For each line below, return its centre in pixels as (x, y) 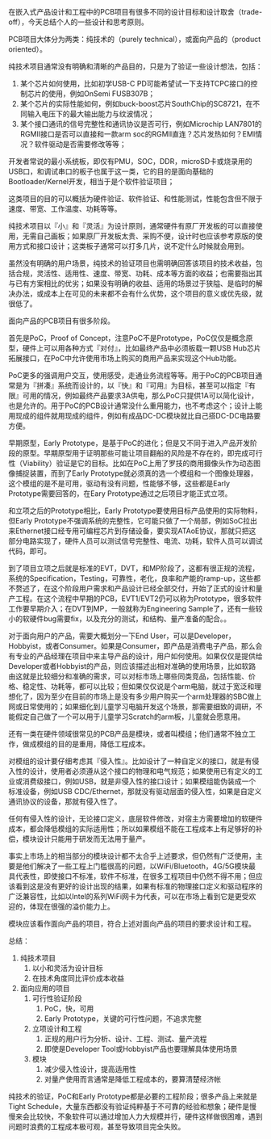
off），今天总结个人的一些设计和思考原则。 (79, 22)
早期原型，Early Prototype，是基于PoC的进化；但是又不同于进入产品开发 (129, 443)
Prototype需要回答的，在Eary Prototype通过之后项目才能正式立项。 (120, 494)
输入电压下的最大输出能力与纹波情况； (91, 114)
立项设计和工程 (57, 1029)
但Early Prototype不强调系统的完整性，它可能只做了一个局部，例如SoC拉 (129, 521)
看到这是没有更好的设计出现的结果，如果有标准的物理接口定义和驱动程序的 (139, 886)
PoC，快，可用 (69, 1009)
